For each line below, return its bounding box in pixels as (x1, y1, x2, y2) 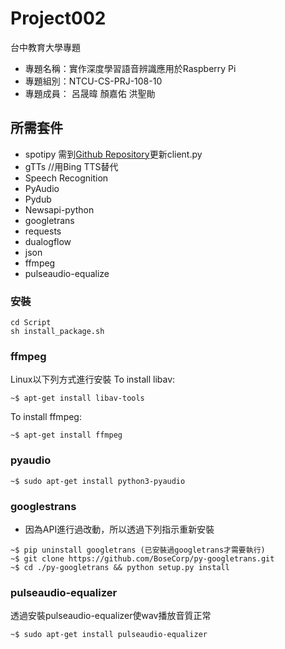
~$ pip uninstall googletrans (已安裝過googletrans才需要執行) (10, 545, 266, 555)
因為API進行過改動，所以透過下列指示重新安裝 (24, 523, 215, 535)
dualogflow (24, 235, 72, 247)
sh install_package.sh (10, 327, 105, 337)
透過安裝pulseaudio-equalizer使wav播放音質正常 (10, 610, 212, 622)
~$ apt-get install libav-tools (10, 393, 145, 404)
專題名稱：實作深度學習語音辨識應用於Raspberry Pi (24, 62, 237, 74)
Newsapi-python (24, 203, 95, 216)
